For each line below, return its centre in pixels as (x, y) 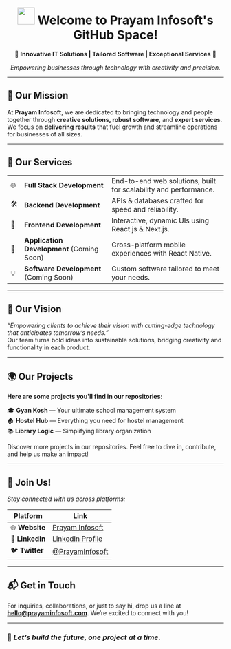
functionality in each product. (49, 347)
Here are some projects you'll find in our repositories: (85, 397)
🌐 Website (28, 527)
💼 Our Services (40, 162)
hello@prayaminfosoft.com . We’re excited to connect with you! (98, 612)
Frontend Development (63, 225)
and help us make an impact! (48, 454)
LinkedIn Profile (78, 539)
